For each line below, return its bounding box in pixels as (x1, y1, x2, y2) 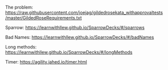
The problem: (5, 4, 33, 10)
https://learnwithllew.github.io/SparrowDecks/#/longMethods (5, 49, 133, 55)
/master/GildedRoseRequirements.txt (5, 15, 82, 20)
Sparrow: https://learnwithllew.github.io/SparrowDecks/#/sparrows (5, 24, 145, 30)
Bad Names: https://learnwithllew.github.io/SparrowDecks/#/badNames (5, 34, 154, 40)
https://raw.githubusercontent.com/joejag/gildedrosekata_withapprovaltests (5, 9, 163, 15)
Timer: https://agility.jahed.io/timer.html (5, 59, 87, 64)
